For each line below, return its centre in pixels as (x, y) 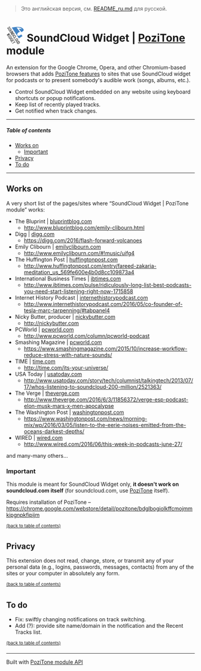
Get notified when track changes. (56, 111)
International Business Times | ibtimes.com (68, 279)
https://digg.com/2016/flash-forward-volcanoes (83, 240)
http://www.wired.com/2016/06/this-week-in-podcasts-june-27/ (103, 444)
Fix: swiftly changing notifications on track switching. (80, 619)
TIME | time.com (35, 361)
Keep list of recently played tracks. (57, 104)
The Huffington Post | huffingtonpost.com (66, 259)
